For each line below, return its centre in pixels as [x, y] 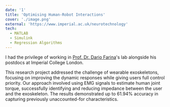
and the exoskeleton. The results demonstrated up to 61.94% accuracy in [82, 93]
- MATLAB [19, 33]
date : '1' [16, 10]
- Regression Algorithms [36, 43]
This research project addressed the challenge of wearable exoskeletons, [82, 72]
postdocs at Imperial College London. [44, 62]
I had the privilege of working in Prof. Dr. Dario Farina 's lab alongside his [81, 57]
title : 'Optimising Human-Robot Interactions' [55, 15]
